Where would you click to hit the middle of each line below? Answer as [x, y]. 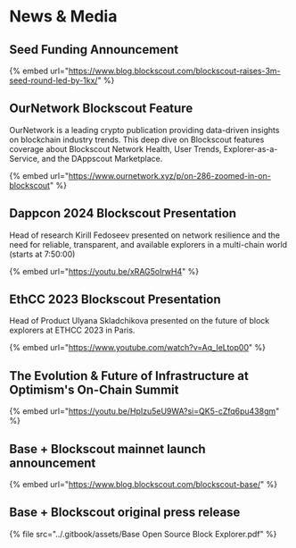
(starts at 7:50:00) [42, 254]
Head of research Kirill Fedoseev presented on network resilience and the [145, 235]
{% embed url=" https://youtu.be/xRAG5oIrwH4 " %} [104, 271]
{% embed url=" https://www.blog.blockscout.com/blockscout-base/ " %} [144, 485]
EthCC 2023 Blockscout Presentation [115, 300]
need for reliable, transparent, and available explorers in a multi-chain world [148, 244]
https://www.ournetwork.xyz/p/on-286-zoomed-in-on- [170, 175]
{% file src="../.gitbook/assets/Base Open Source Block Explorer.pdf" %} [143, 534]
